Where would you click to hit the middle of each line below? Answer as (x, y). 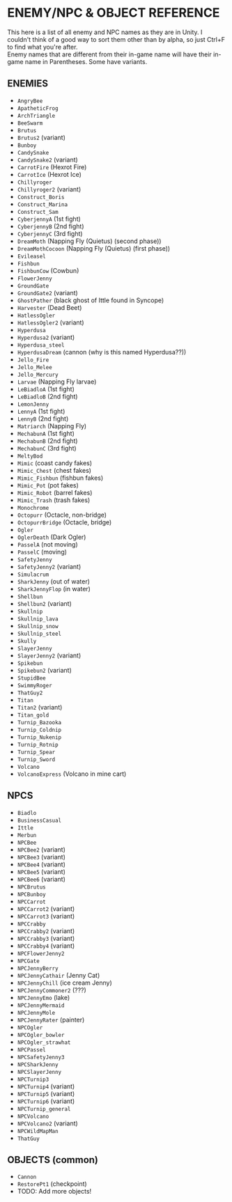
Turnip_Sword (36, 759)
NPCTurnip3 (33, 1079)
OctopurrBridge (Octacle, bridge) (64, 522)
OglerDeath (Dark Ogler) (52, 537)
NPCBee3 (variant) (41, 857)
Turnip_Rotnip (38, 744)
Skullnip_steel (39, 634)
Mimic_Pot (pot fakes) (48, 485)
